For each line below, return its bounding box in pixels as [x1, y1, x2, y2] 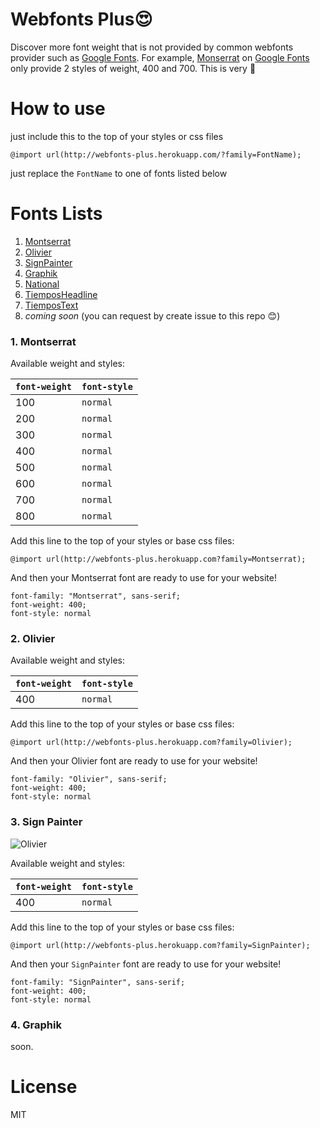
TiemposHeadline [24, 288, 98, 300]
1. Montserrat [10, 334, 77, 348]
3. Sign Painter [10, 815, 83, 829]
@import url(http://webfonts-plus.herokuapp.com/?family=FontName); [10, 149, 302, 160]
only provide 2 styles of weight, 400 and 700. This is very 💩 [10, 62, 257, 74]
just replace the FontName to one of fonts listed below [10, 167, 228, 179]
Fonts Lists [10, 203, 103, 225]
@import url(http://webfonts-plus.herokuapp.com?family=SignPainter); [10, 940, 311, 950]
